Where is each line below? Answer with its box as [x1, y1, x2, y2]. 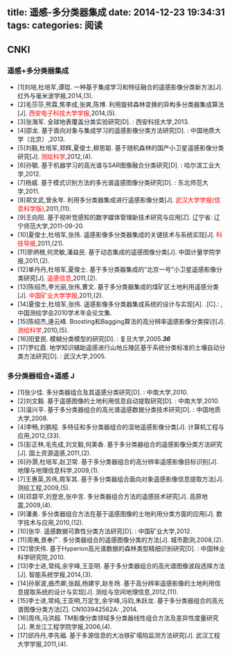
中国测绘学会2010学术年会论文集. [17, 308, 112, 317]
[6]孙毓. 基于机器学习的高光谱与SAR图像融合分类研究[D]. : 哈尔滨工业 [17, 161, 215, 169]
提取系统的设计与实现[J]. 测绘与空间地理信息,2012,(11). [23, 588, 179, 596]
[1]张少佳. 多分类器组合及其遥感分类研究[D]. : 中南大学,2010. [17, 388, 188, 397]
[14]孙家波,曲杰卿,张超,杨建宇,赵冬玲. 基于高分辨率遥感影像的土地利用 [17, 579, 215, 588]
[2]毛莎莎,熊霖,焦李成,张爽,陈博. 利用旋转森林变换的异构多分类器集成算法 [17, 100, 224, 109]
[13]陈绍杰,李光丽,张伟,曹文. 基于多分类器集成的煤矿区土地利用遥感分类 [17, 283, 220, 291]
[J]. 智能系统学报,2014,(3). [17, 570, 93, 579]
